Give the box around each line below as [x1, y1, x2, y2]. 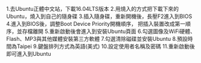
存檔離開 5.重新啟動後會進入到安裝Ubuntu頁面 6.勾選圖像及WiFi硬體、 [22, 28, 196, 35]
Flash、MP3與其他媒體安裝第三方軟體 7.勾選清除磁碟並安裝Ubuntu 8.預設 [6, 35, 188, 42]
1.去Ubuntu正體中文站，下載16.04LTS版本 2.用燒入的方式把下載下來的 [6, 5, 179, 12]
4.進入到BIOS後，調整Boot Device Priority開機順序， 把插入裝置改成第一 [6, 20, 186, 27]
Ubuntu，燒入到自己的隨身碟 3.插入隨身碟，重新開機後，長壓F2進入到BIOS [6, 13, 193, 20]
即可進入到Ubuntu [6, 50, 51, 57]
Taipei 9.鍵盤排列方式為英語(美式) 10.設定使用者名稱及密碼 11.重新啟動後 [16, 43, 195, 50]
